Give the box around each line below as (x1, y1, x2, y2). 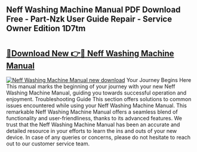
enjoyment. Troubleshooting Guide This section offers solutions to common (6, 96, 192, 102)
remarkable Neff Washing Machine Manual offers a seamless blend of (6, 108, 178, 115)
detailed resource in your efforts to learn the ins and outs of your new (6, 127, 177, 134)
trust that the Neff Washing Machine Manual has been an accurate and (6, 121, 180, 128)
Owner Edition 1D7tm (6, 23, 86, 34)
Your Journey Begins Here (126, 77, 192, 83)
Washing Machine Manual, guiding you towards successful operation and (6, 89, 187, 96)
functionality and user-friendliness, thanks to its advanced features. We (6, 115, 182, 121)
